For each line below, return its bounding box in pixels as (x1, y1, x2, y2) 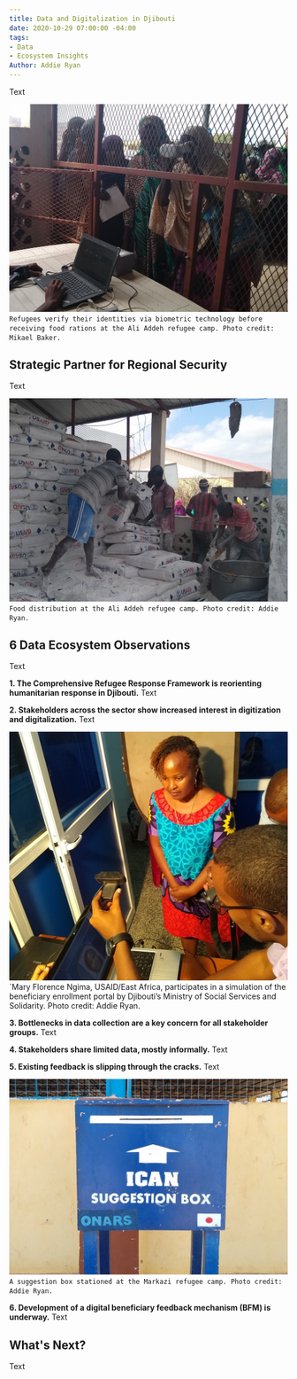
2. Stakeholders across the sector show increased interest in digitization (9, 705, 281, 715)
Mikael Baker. (9, 333, 62, 342)
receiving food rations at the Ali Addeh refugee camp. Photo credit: (9, 323, 275, 332)
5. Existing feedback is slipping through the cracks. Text (9, 1061, 220, 1071)
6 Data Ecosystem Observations (9, 637, 191, 652)
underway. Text (9, 1312, 68, 1322)
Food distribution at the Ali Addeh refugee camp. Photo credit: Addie (9, 604, 278, 613)
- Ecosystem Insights (9, 51, 89, 61)
